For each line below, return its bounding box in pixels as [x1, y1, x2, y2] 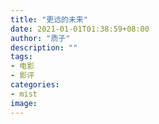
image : [10, 98, 38, 108]
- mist [10, 89, 38, 99]
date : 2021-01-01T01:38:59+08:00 [10, 24, 150, 34]
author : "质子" [10, 33, 71, 43]
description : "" [10, 42, 78, 53]
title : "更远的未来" [10, 14, 88, 25]
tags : [10, 52, 33, 62]
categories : [10, 80, 60, 90]
